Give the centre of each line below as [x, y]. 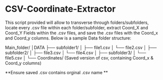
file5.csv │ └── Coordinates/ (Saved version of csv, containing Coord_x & [79, 58]
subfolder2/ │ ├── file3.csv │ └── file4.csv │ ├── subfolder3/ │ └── [76, 53]
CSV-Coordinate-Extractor [61, 9]
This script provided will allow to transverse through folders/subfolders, [77, 22]
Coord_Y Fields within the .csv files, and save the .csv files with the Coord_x [81, 33]
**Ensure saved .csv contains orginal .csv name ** [57, 72]
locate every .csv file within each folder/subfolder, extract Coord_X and [77, 27]
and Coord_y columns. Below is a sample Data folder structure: [68, 38]
